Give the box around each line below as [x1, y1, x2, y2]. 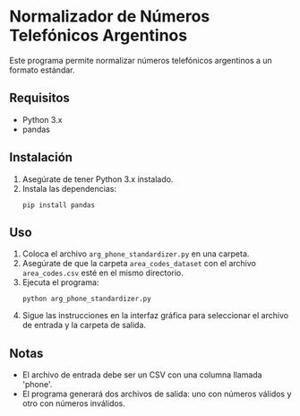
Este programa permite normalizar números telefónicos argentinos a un [9, 55, 273, 65]
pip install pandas [21, 200, 96, 210]
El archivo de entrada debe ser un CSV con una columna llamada [21, 369, 262, 380]
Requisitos [9, 91, 70, 106]
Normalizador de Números [9, 6, 210, 27]
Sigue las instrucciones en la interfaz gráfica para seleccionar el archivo [21, 310, 289, 321]
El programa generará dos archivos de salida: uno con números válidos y [21, 388, 292, 400]
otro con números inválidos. [21, 398, 125, 409]
